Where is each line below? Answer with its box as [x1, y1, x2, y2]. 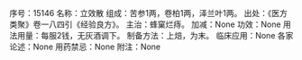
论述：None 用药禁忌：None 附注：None [9, 41, 161, 52]
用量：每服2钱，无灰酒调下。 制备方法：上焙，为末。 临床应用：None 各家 [16, 30, 294, 40]
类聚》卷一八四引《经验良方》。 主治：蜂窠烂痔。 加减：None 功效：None [9, 19, 281, 30]
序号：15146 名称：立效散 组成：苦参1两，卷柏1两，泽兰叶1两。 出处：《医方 [9, 8, 288, 18]
